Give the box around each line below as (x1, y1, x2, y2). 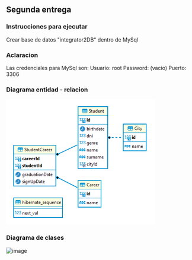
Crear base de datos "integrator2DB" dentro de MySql (6, 36, 138, 43)
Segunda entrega (6, 5, 72, 15)
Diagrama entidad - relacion (6, 85, 88, 94)
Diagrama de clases (6, 234, 64, 242)
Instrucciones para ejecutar (6, 23, 88, 31)
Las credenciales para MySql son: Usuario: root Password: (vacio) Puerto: (6, 64, 187, 71)
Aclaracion (6, 50, 39, 59)
